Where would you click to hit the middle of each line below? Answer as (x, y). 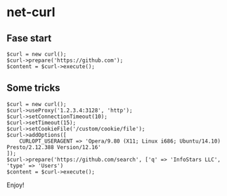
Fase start (29, 38)
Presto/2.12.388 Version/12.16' (54, 147)
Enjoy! (16, 185)
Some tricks (33, 88)
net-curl (31, 12)
